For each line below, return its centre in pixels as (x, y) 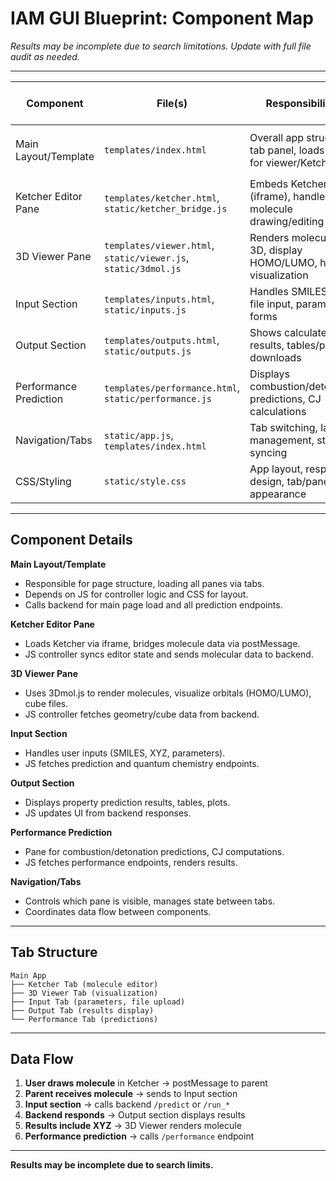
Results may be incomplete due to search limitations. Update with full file (161, 46)
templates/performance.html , (172, 387)
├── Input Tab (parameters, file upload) (98, 1002)
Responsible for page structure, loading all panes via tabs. (144, 583)
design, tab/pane (289, 481)
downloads (275, 357)
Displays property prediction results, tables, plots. (127, 802)
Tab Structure (54, 952)
